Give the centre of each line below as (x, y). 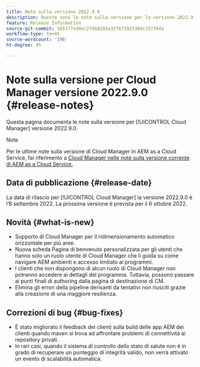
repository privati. (36, 340)
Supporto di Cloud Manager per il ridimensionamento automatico (95, 237)
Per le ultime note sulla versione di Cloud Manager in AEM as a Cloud (91, 151)
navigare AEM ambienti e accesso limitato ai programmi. (84, 262)
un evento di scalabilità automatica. (58, 359)
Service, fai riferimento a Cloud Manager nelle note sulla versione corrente (98, 157)
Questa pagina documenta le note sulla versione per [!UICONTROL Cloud (96, 122)
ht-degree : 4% (24, 45)
